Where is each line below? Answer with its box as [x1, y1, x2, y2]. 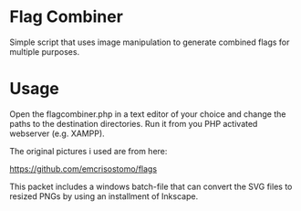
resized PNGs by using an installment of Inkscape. [9, 190, 199, 202]
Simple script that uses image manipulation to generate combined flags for [9, 37, 290, 47]
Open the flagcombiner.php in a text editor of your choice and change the [9, 108, 286, 120]
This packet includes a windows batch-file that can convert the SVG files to [9, 181, 293, 192]
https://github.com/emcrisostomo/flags [9, 163, 158, 174]
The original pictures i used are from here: [9, 145, 168, 156]
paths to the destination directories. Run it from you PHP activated [9, 118, 258, 129]
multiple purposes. [9, 46, 80, 57]
